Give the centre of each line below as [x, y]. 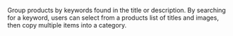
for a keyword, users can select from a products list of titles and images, [113, 18]
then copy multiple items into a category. [67, 25]
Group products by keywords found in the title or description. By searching [116, 10]
